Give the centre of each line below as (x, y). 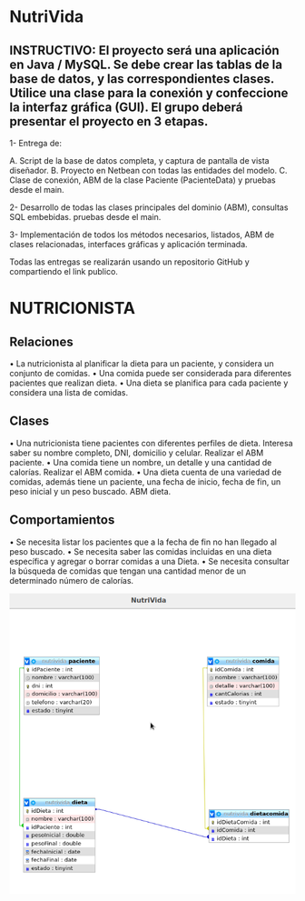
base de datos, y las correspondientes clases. (142, 79)
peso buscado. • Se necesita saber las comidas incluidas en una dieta (141, 551)
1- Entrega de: (35, 143)
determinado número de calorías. (72, 580)
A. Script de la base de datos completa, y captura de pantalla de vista (139, 160)
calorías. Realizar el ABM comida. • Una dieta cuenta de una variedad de (146, 472)
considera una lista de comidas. (69, 392)
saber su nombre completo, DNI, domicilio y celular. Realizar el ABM (137, 453)
